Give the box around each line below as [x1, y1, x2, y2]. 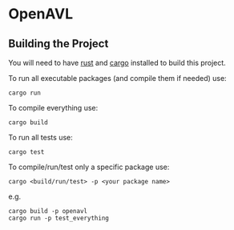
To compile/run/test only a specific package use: [8, 162, 170, 171]
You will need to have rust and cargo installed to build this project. [8, 58, 226, 67]
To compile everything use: [8, 103, 99, 112]
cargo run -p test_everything [8, 214, 110, 222]
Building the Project [8, 37, 109, 50]
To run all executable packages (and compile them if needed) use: [8, 74, 227, 83]
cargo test [8, 148, 45, 156]
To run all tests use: [8, 133, 74, 142]
